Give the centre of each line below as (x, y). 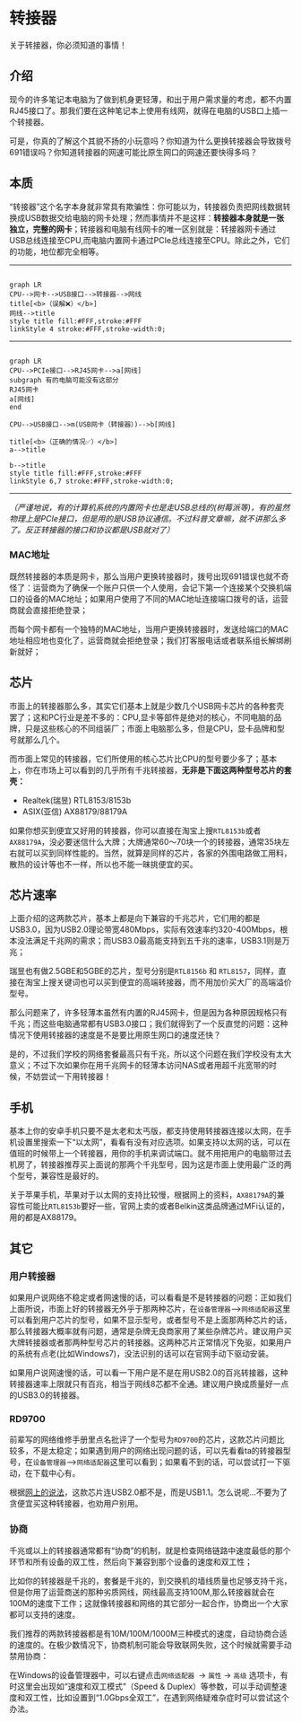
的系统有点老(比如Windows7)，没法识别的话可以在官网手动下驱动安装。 (142, 1353)
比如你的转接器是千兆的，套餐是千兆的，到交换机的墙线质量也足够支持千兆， (150, 1580)
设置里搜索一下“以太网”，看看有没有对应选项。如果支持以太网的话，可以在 (154, 1142)
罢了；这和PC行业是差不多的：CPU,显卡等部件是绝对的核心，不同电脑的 (142, 717)
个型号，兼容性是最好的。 (56, 1176)
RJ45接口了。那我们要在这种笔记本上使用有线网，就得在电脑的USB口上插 (145, 110)
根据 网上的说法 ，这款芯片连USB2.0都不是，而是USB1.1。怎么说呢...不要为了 (149, 1492)
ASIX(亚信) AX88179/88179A (75, 811)
